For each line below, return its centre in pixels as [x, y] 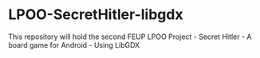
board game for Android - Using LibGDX [74, 44]
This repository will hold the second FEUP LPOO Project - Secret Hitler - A [130, 37]
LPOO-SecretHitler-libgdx [96, 15]
